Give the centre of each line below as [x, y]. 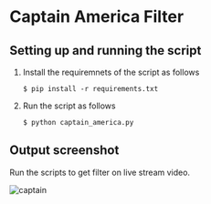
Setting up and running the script [105, 51]
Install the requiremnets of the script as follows [111, 72]
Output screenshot [64, 151]
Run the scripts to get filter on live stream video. [100, 172]
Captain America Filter [97, 17]
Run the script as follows [69, 106]
